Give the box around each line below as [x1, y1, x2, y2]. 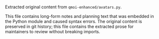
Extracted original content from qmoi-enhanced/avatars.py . [5, 4, 122, 10]
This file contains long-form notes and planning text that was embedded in [5, 13, 154, 19]
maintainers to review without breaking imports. [5, 29, 100, 34]
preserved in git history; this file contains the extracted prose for [5, 24, 134, 29]
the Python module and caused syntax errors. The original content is [5, 19, 142, 24]
